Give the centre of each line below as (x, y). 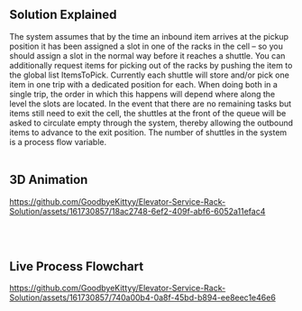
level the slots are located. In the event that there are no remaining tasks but (151, 104)
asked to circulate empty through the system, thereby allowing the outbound (151, 123)
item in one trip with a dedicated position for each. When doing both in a (143, 84)
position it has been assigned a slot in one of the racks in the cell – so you (146, 46)
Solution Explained (63, 15)
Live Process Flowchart (77, 266)
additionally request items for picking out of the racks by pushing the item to (151, 65)
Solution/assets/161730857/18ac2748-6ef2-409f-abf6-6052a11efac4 (137, 211)
